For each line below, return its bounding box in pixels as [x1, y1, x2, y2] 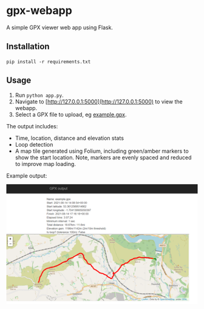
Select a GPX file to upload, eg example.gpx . [15, 111, 127, 118]
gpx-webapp [6, 4, 73, 18]
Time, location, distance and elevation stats [15, 134, 124, 142]
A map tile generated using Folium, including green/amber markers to [15, 147, 189, 154]
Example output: [6, 172, 47, 179]
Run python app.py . [15, 91, 64, 99]
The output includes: [6, 122, 58, 130]
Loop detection [15, 141, 53, 148]
